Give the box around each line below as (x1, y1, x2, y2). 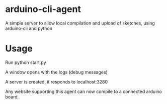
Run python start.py (5, 59, 46, 65)
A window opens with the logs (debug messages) (5, 69, 108, 75)
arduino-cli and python (5, 25, 53, 31)
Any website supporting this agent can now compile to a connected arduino (5, 88, 162, 94)
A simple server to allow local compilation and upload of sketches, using (5, 20, 155, 26)
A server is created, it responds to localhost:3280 (5, 78, 108, 84)
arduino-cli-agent (5, 3, 81, 15)
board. (5, 93, 19, 99)
